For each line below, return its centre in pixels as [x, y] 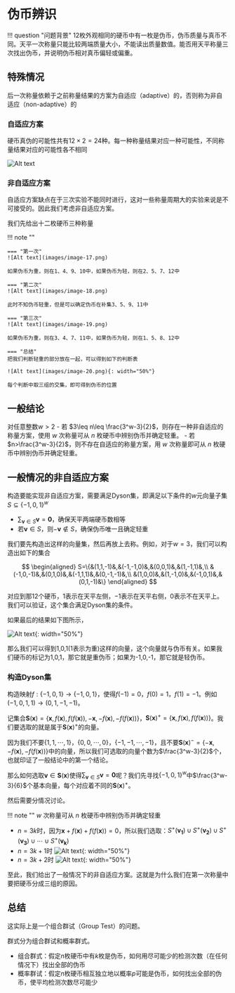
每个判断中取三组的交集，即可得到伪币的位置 [62, 385]
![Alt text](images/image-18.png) [58, 291]
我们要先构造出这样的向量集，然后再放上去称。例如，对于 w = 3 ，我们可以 [114, 544]
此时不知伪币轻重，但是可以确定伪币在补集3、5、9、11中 [78, 305]
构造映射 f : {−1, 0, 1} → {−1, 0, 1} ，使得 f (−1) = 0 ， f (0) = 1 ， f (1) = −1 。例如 [112, 694]
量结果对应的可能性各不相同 [47, 150]
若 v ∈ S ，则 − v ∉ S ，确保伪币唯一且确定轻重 [83, 529]
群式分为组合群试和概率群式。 [50, 941]
